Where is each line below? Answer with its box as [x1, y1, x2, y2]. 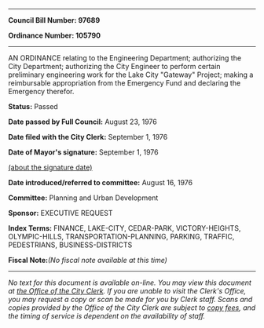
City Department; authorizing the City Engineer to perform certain [8, 62, 222, 71]
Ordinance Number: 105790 [8, 31, 101, 40]
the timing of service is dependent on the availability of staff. [8, 312, 206, 320]
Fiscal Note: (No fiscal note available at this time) [8, 256, 167, 264]
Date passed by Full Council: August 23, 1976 [8, 117, 157, 126]
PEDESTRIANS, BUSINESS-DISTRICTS [8, 240, 133, 250]
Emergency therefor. [8, 87, 75, 96]
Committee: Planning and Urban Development [8, 193, 159, 202]
